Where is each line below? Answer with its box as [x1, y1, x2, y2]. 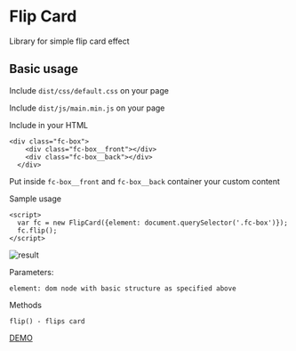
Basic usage [9, 61, 78, 77]
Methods [9, 299, 43, 310]
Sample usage [9, 193, 62, 204]
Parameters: [9, 266, 54, 277]
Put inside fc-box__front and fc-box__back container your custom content [9, 175, 280, 186]
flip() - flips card [9, 316, 86, 326]
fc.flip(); [17, 225, 58, 235]
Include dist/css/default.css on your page [9, 85, 169, 95]
